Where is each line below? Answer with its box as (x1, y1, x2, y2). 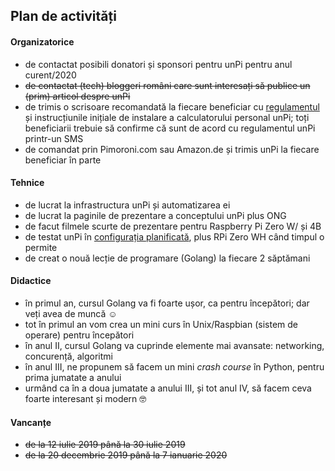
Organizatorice (10, 35, 75, 48)
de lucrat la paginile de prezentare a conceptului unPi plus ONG (24, 209, 287, 221)
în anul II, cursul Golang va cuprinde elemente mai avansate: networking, (24, 340, 325, 351)
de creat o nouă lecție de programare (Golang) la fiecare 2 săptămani (24, 252, 311, 264)
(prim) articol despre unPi (24, 90, 131, 102)
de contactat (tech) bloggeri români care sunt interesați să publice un (24, 79, 311, 91)
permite (24, 241, 58, 253)
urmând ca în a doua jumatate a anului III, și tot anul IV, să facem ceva (24, 382, 312, 394)
